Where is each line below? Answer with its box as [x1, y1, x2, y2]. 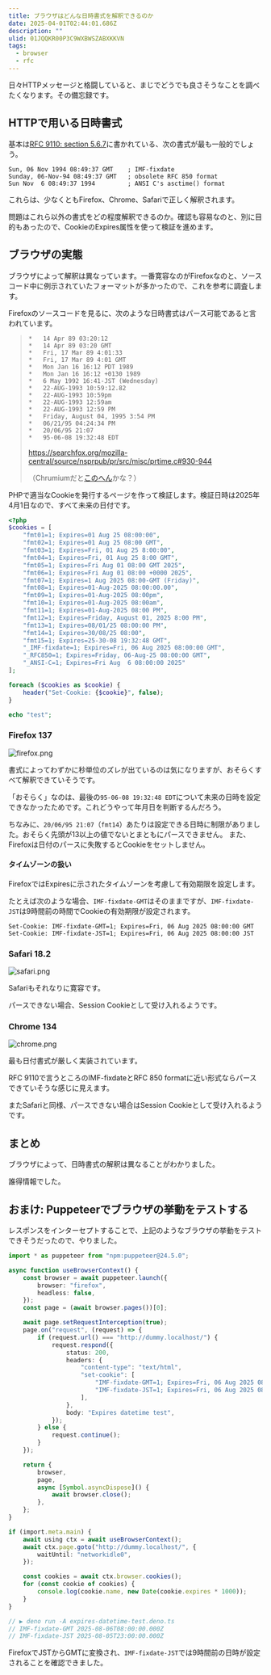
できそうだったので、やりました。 [8, 1235, 122, 1245]
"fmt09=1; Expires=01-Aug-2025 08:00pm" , [23, 591, 164, 600]
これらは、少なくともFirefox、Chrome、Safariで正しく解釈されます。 [8, 195, 240, 204]
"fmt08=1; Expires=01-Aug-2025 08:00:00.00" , [23, 583, 179, 592]
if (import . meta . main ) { [8, 1528, 92, 1536]
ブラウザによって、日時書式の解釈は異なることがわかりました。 [8, 1159, 220, 1169]
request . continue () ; [51, 1431, 121, 1439]
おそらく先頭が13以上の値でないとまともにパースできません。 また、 [22, 829, 251, 839]
